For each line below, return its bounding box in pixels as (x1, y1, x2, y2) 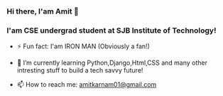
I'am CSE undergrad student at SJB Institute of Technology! (6, 25, 217, 35)
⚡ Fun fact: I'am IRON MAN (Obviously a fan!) (16, 42, 150, 50)
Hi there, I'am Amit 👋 (6, 6, 79, 16)
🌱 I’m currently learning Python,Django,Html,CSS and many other (16, 58, 207, 67)
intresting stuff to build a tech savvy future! (16, 66, 143, 75)
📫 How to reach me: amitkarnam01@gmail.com (16, 80, 157, 89)
